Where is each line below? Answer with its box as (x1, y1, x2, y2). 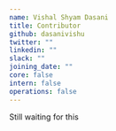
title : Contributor (9, 21, 81, 30)
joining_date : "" (9, 63, 73, 72)
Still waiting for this (9, 112, 80, 122)
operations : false (9, 87, 77, 96)
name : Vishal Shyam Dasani (9, 12, 109, 22)
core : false (9, 71, 53, 80)
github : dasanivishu (9, 29, 86, 38)
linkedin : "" (9, 46, 58, 55)
